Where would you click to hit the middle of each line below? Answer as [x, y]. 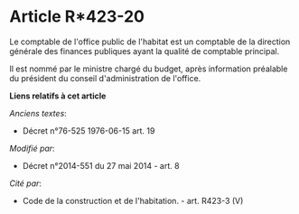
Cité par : [26, 183]
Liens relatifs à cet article [58, 96]
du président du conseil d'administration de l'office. [105, 78]
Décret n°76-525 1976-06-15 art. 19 [89, 130]
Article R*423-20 [77, 17]
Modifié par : [33, 148]
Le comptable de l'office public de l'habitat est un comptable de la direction [150, 42]
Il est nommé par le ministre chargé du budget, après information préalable [149, 69]
